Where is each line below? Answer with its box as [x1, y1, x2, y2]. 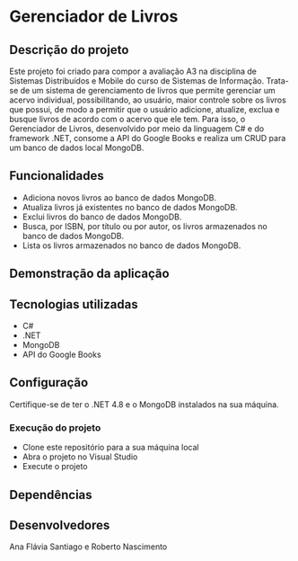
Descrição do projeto [9, 42, 129, 58]
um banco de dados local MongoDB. [9, 142, 145, 153]
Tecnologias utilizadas [9, 297, 138, 312]
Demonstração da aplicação [9, 266, 170, 281]
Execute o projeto [22, 461, 88, 472]
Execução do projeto [9, 421, 101, 433]
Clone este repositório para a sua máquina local [22, 442, 199, 453]
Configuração [9, 375, 89, 390]
